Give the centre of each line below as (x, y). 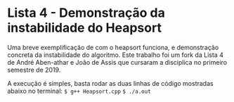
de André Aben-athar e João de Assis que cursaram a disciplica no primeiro (117, 62)
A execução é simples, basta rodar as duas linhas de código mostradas (110, 83)
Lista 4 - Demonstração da (86, 13)
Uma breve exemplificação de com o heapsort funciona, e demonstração (113, 47)
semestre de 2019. (34, 70)
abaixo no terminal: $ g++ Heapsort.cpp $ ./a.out (79, 91)
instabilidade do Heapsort (84, 28)
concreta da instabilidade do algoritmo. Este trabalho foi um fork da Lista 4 (115, 55)
